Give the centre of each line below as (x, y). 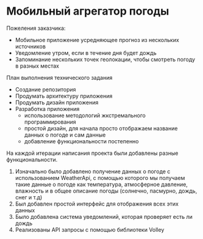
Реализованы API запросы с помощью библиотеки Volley (90, 229)
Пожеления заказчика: (36, 28)
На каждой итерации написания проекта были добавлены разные (92, 153)
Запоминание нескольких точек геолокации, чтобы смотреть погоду (105, 59)
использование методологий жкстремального (85, 115)
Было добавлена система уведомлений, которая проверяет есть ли (104, 216)
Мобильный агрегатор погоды (88, 11)
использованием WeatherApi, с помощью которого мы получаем (100, 177)
